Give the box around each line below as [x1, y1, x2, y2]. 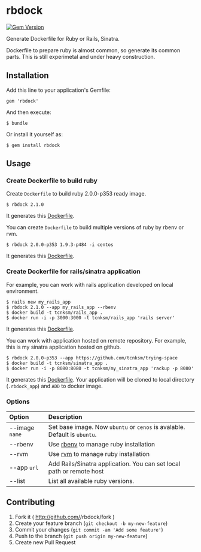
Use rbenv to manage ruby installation [48, 440, 156, 449]
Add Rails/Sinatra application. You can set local [48, 460, 181, 468]
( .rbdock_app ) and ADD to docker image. [6, 382, 103, 389]
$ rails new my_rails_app [6, 299, 71, 305]
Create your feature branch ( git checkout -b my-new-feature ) [14, 520, 168, 527]
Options [6, 397, 30, 406]
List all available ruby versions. [48, 477, 135, 485]
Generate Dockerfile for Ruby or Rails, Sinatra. [6, 35, 120, 42]
